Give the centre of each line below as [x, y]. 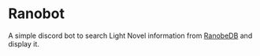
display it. [24, 43]
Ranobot [37, 14]
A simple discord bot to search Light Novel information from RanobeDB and [130, 35]
